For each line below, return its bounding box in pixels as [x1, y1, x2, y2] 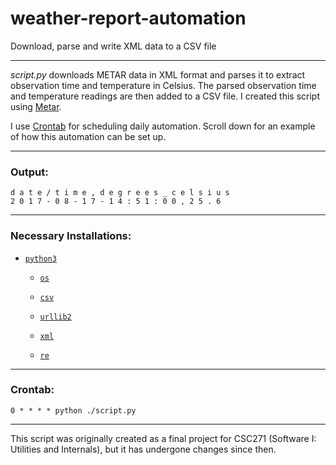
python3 [24, 253, 57, 264]
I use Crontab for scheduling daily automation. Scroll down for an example [10, 120, 316, 132]
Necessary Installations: [10, 229, 132, 243]
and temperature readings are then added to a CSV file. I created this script [10, 90, 321, 102]
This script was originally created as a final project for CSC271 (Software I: [10, 432, 317, 444]
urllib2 [39, 312, 72, 322]
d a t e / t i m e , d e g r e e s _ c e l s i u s [10, 188, 230, 198]
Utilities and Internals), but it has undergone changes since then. [10, 443, 277, 455]
